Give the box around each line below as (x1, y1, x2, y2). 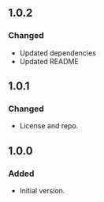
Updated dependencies (19, 48, 97, 58)
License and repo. (19, 121, 79, 131)
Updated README (19, 56, 79, 66)
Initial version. (19, 186, 65, 196)
